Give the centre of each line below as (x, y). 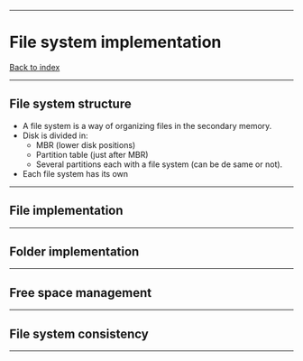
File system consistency (79, 333)
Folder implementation (74, 251)
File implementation (66, 211)
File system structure (71, 104)
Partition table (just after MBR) (92, 154)
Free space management (81, 293)
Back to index (35, 67)
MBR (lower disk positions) (86, 144)
